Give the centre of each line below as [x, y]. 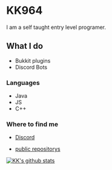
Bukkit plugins [33, 60]
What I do [25, 46]
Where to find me [32, 124]
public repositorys [38, 149]
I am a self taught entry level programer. [56, 27]
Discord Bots [31, 67]
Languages [23, 83]
